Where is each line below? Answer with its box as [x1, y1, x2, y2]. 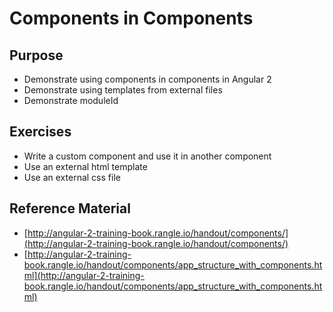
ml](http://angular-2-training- [23, 269, 145, 281]
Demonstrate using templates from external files [23, 84, 223, 96]
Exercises [9, 123, 72, 141]
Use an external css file [23, 171, 121, 183]
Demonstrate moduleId [23, 95, 119, 106]
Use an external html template [23, 160, 148, 172]
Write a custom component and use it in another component [23, 150, 272, 162]
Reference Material [9, 200, 131, 217]
